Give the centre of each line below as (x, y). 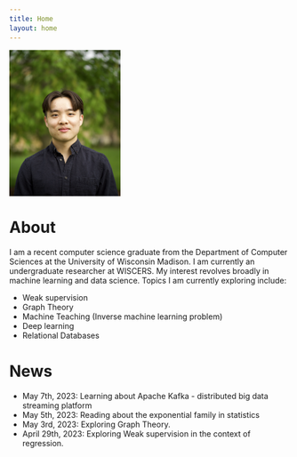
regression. (43, 443)
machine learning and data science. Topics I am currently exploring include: (148, 280)
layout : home (33, 28)
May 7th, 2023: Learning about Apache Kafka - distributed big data (145, 396)
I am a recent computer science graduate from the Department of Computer (148, 252)
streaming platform (57, 405)
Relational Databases (60, 335)
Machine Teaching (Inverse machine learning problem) (122, 317)
